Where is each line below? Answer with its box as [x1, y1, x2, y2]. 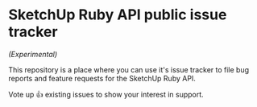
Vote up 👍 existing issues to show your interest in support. [8, 89, 204, 99]
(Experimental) [8, 49, 58, 59]
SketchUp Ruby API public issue [8, 6, 227, 24]
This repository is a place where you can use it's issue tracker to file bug [8, 64, 250, 74]
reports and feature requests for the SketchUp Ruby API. [8, 73, 196, 83]
